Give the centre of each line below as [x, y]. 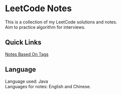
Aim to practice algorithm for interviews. [45, 27]
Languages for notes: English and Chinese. [48, 86]
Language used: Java [27, 81]
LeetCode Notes [38, 9]
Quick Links [23, 43]
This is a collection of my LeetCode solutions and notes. [61, 22]
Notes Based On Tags [27, 54]
